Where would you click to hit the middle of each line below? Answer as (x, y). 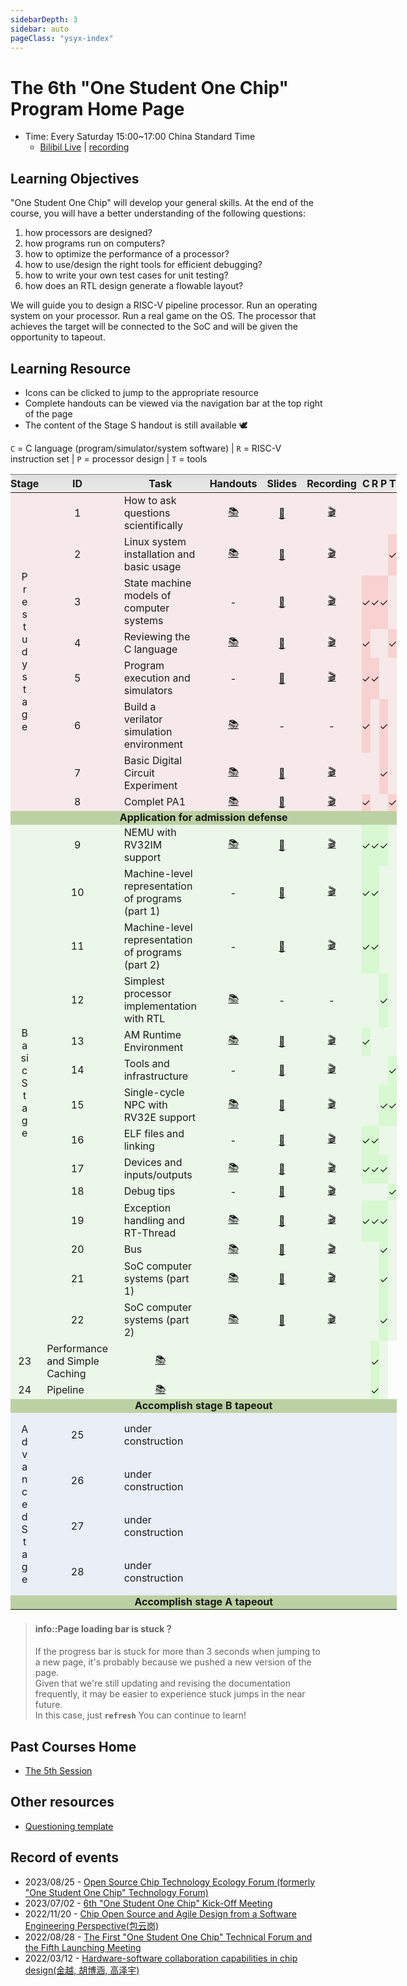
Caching (66, 1373)
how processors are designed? (88, 233)
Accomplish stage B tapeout (203, 1405)
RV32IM (143, 844)
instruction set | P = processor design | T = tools (109, 458)
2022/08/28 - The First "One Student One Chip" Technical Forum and (168, 1937)
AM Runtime (152, 1034)
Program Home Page (97, 108)
